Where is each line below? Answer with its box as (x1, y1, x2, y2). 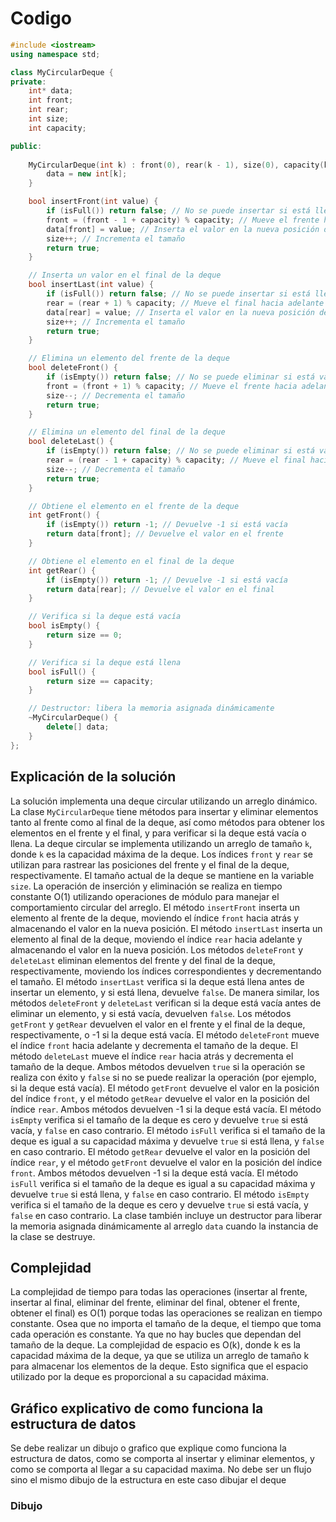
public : (10, 141, 43, 151)
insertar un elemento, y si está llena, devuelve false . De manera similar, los (10, 986, 320, 998)
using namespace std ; (10, 49, 101, 59)
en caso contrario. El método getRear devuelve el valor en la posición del (10, 1145, 311, 1157)
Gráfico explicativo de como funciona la (10, 1400, 264, 1417)
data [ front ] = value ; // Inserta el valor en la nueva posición (46, 224, 320, 234)
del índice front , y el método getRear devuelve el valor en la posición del (10, 1092, 310, 1104)
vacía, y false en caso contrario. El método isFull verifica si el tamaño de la (10, 1124, 326, 1136)
